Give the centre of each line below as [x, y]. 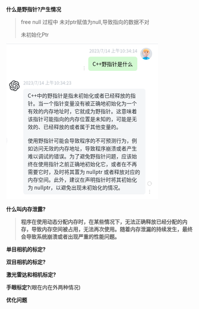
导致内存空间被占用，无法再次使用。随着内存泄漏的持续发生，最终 [112, 229]
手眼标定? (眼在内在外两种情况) [44, 287]
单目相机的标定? [26, 249]
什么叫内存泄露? [26, 209]
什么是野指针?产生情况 [34, 9]
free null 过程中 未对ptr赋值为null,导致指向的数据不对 [85, 22]
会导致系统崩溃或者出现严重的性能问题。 [70, 237]
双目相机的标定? [26, 262]
